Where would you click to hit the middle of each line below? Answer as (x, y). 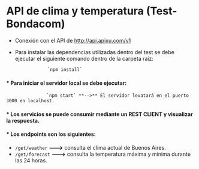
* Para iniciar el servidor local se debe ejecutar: (67, 83)
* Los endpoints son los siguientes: (51, 134)
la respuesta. (23, 120)
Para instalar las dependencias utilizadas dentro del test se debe (95, 52)
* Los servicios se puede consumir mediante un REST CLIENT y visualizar (99, 114)
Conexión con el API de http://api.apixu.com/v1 (73, 40)
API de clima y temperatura (75, 11)
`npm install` (65, 69)
